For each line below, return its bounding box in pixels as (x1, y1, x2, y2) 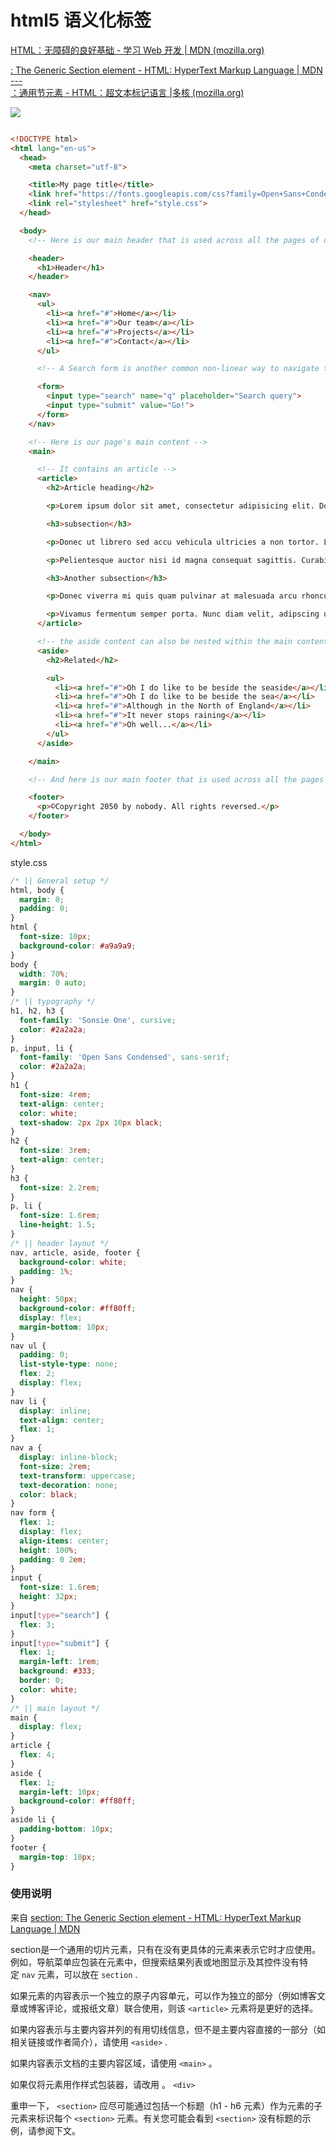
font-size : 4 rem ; (19, 1089, 92, 1100)
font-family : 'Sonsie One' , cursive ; (19, 1015, 177, 1025)
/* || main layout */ (10, 1703, 101, 1713)
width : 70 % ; (19, 969, 70, 979)
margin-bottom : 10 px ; (19, 1322, 110, 1332)
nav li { (10, 1396, 47, 1406)
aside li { (10, 1815, 56, 1825)
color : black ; (19, 1489, 78, 1500)
